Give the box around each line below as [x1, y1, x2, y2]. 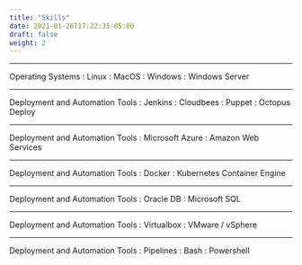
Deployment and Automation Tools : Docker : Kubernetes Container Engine [9, 168, 286, 179]
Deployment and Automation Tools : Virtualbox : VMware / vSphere [9, 219, 258, 230]
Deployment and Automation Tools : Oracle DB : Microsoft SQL [9, 194, 241, 205]
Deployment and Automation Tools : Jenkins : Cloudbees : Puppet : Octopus [9, 97, 290, 108]
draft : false [9, 30, 58, 39]
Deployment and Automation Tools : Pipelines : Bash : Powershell [9, 245, 250, 256]
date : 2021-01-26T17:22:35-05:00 [9, 22, 135, 31]
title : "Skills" [9, 13, 70, 22]
